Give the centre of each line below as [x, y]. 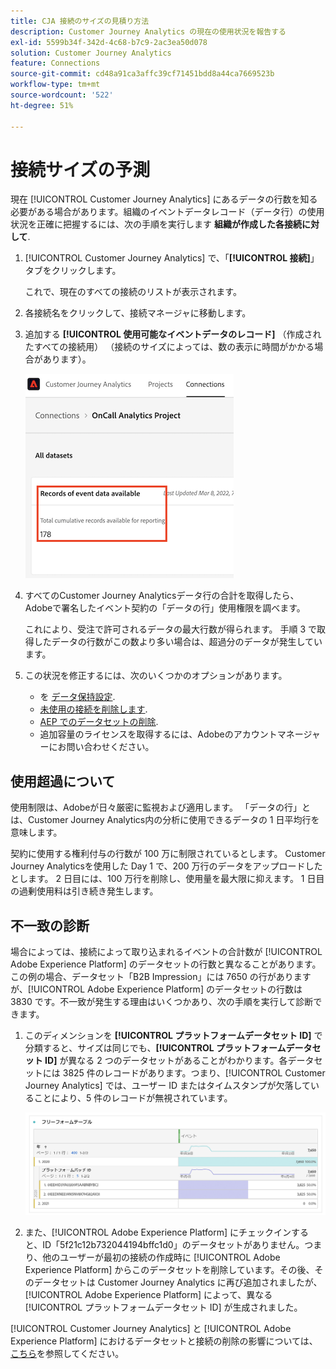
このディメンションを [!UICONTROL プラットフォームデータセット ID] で [173, 1036]
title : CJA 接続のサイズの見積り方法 [80, 21]
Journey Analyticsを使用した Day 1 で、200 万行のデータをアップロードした [166, 866]
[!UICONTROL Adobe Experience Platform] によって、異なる [148, 1294]
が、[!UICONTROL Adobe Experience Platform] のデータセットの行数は [156, 989]
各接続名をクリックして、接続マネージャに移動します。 [138, 313]
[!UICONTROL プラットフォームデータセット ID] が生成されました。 [163, 1307]
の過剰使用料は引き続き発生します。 [84, 891]
